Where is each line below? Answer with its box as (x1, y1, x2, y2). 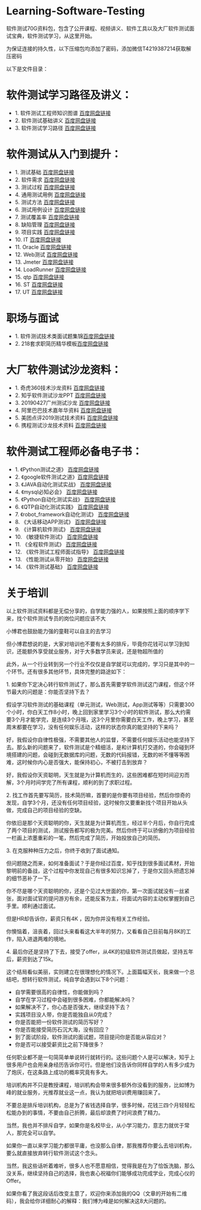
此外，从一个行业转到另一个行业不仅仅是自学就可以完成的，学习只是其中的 (6, 660, 190, 667)
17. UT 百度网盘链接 (14, 288, 63, 295)
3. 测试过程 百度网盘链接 (14, 183, 76, 190)
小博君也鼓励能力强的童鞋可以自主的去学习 (6, 627, 111, 634)
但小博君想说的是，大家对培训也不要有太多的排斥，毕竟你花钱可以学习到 (6, 640, 184, 648)
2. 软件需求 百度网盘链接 (14, 176, 76, 183)
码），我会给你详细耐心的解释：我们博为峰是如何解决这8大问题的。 (6, 1197, 169, 1205)
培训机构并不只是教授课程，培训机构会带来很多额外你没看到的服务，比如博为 (6, 1081, 195, 1088)
